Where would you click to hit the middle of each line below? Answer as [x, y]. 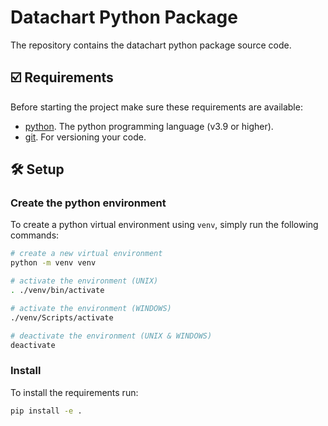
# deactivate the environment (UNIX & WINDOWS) [111, 336]
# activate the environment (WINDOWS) [91, 308]
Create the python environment [88, 203]
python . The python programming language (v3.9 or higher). [149, 126]
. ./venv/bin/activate [57, 291]
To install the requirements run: [74, 392]
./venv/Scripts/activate [62, 317]
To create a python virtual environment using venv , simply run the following [164, 225]
